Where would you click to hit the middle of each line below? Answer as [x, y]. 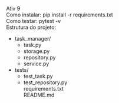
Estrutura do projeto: [31, 27]
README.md [39, 95]
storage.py [37, 51]
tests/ [22, 70]
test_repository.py [45, 82]
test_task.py [38, 76]
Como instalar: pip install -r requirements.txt [59, 15]
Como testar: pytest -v [34, 21]
